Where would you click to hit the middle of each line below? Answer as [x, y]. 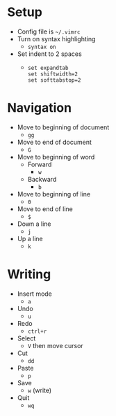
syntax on [42, 47]
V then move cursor [55, 345]
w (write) [40, 390]
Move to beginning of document [63, 127]
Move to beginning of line [54, 194]
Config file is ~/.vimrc [49, 31]
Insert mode [34, 294]
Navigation [39, 108]
